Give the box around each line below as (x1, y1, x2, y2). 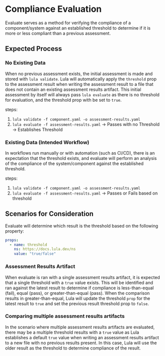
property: (5, 228, 24, 234)
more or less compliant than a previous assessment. (5, 30, 111, 36)
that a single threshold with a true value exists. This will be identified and (5, 279, 154, 285)
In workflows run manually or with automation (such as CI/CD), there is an (5, 150, 155, 156)
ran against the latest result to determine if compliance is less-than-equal (5, 285, 154, 291)
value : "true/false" (14, 251, 56, 256)
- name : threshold (9, 242, 48, 247)
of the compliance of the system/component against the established (5, 160, 144, 166)
